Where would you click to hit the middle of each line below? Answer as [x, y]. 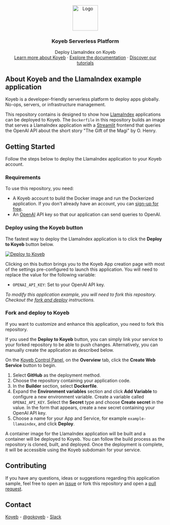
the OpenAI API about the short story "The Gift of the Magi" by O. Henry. [81, 131]
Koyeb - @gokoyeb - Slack [33, 517]
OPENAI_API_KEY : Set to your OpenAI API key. [59, 285]
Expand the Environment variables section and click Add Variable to [85, 391]
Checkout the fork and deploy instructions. [50, 300]
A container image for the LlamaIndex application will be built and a [76, 434]
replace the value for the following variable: [51, 274]
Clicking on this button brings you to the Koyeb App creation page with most [85, 264]
